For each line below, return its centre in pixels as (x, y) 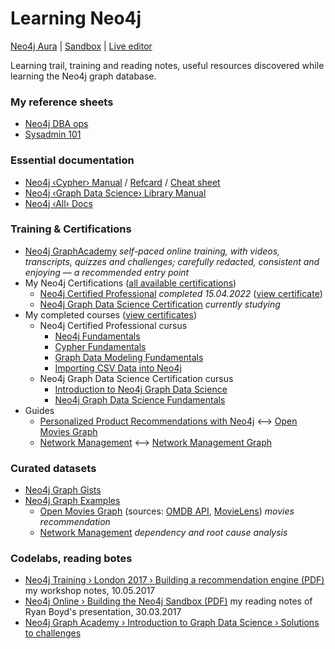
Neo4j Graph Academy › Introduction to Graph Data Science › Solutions (172, 623)
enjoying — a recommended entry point (107, 272)
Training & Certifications (71, 229)
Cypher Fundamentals (100, 346)
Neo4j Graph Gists (63, 490)
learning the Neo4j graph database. (83, 76)
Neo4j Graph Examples (72, 501)
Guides (39, 410)
